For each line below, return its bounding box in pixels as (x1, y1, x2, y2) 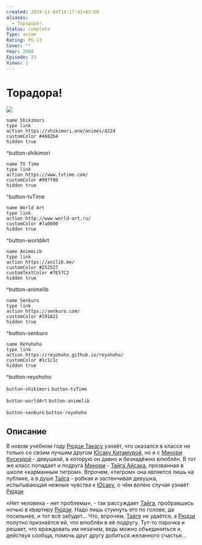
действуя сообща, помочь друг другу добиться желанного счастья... (6, 532, 187, 539)
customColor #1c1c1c (6, 357, 59, 364)
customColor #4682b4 (6, 133, 59, 140)
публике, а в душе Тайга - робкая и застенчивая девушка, (6, 475, 158, 482)
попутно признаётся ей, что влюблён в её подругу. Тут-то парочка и (6, 519, 185, 526)
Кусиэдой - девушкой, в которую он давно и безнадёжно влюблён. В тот (6, 456, 197, 463)
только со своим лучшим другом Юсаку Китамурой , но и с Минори (6, 449, 183, 456)
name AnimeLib (6, 249, 43, 255)
